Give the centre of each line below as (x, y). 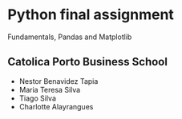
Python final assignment (91, 15)
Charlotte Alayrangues (56, 106)
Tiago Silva (38, 98)
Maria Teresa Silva (50, 89)
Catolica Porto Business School (87, 62)
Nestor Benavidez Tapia (59, 81)
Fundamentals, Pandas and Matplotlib (70, 37)
